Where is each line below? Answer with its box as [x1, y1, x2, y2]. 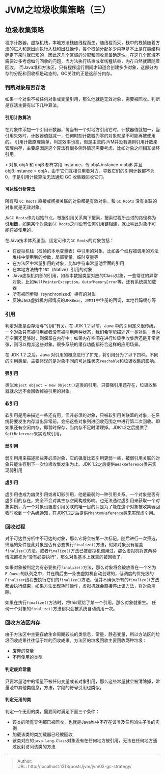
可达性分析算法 [5, 186, 35, 192]
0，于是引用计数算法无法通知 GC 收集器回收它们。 [5, 174, 107, 180]
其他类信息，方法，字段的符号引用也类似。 [18, 684, 104, 690]
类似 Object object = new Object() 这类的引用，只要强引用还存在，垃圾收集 [5, 382, 157, 388]
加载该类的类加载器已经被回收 [12, 731, 73, 737]
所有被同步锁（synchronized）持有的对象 [12, 291, 96, 297]
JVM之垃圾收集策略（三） [5, 4, 111, 16]
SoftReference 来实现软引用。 [5, 431, 64, 437]
